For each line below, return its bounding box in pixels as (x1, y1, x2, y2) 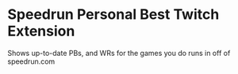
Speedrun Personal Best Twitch (7, 6, 220, 24)
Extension (7, 22, 75, 40)
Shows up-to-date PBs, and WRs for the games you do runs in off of (7, 48, 231, 57)
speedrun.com (7, 57, 56, 66)
